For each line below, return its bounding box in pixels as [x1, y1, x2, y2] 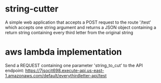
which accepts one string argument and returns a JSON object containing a [5, 24, 157, 30]
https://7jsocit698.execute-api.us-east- [25, 68, 105, 73]
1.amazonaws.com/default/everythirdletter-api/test [5, 72, 107, 78]
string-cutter [5, 3, 59, 14]
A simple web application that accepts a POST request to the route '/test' [5, 19, 151, 25]
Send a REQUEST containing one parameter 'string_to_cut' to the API [5, 62, 143, 68]
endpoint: [5, 68, 24, 73]
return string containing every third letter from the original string [5, 29, 134, 35]
